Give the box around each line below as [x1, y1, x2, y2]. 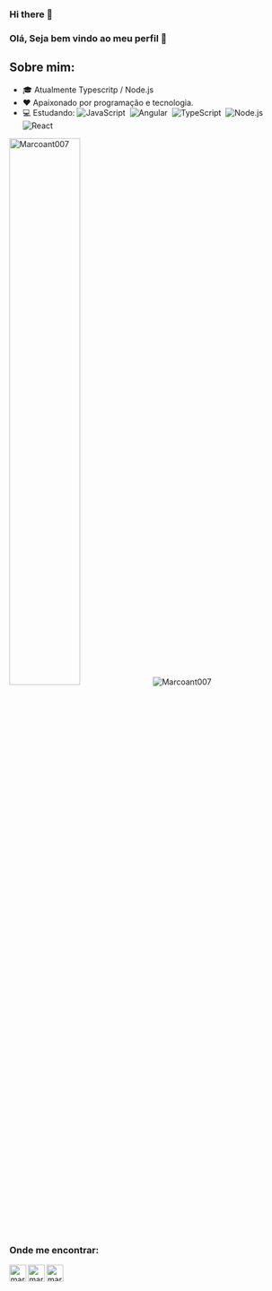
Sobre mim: [9, 60, 75, 75]
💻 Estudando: [22, 107, 75, 118]
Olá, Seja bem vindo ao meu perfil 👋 [9, 31, 168, 44]
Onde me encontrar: [9, 1243, 100, 1256]
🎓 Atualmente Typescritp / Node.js [22, 84, 154, 95]
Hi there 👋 [9, 8, 54, 21]
